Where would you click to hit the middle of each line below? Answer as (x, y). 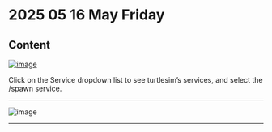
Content (30, 45)
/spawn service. (35, 88)
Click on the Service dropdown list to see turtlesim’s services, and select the (136, 80)
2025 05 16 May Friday (87, 15)
